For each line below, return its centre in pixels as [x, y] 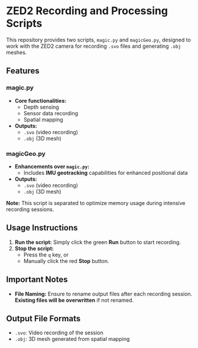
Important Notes [37, 280]
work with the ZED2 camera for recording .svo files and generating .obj [94, 46]
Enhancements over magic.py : [52, 166]
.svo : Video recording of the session [59, 333]
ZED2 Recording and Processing [87, 11]
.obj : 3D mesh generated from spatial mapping [72, 339]
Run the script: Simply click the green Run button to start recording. [98, 242]
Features [23, 71]
